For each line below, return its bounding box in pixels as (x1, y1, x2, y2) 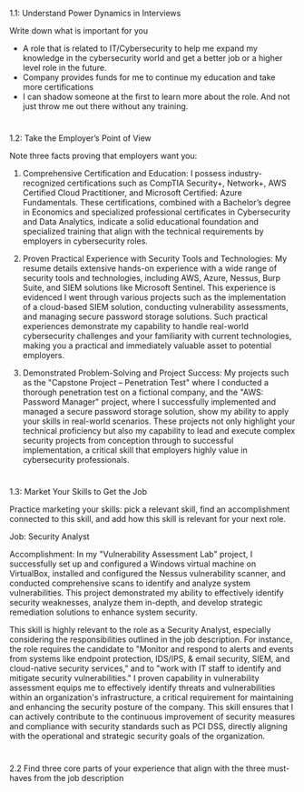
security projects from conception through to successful (22, 436, 234, 446)
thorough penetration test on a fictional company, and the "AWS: (22, 386, 264, 398)
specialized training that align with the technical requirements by (22, 226, 265, 237)
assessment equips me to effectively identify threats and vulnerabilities (9, 682, 276, 694)
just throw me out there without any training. (22, 101, 189, 112)
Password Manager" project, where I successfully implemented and (22, 396, 277, 407)
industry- (228, 168, 263, 179)
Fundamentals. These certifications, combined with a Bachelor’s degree (22, 197, 292, 208)
